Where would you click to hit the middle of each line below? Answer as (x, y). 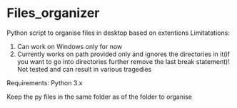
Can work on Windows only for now (70, 46)
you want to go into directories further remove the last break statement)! (123, 61)
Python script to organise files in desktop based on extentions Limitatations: (118, 33)
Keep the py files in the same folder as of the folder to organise (99, 97)
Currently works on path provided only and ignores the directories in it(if (123, 54)
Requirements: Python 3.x (45, 82)
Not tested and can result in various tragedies (84, 69)
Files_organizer (53, 13)
